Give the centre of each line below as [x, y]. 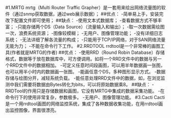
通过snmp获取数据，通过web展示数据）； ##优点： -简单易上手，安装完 [89, 14]
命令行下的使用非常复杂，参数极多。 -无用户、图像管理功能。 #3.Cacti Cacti [85, 97]
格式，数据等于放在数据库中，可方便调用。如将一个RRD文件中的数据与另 [81, 59]
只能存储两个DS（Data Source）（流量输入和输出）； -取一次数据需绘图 [91, 27]
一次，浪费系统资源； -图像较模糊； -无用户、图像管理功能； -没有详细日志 [84, 33]
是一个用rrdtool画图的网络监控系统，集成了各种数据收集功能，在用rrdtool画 [84, 104]
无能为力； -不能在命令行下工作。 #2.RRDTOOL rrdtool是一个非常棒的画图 [83, 46]
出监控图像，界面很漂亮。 [32, 110]
